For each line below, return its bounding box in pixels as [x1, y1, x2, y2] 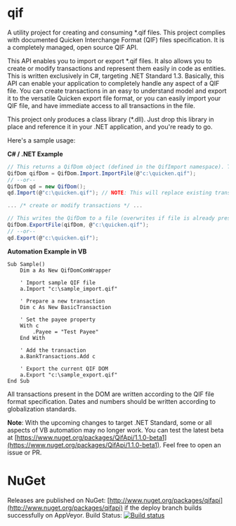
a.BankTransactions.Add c [20, 353, 96, 360]
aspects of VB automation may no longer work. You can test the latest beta [7, 426, 224, 434]
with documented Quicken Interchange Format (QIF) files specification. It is [7, 35, 225, 44]
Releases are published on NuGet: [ [7, 496, 110, 504]
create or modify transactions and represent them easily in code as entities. [7, 64, 226, 72]
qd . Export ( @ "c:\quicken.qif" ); [7, 234, 99, 242]
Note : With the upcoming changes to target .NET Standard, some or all [7, 418, 212, 426]
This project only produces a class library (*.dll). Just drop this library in [7, 114, 214, 124]
